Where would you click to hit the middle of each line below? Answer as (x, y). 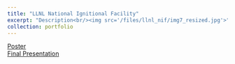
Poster (17, 47)
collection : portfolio (40, 26)
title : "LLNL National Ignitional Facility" (73, 14)
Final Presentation (33, 54)
